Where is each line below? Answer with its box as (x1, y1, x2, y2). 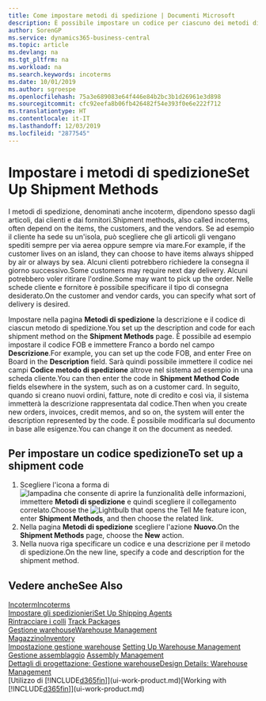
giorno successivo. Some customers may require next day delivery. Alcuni (8, 265, 248, 275)
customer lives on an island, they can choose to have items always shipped (8, 249, 254, 258)
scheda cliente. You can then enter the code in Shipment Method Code (8, 373, 240, 383)
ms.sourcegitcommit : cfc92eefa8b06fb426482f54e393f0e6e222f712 (8, 100, 222, 108)
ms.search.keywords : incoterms (8, 70, 112, 78)
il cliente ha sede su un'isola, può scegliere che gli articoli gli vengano (8, 231, 236, 242)
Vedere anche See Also (8, 579, 123, 592)
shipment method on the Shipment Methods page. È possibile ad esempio (8, 331, 252, 341)
